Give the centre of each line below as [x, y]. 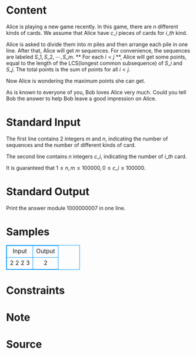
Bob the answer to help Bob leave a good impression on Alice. [82, 99]
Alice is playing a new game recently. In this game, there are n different [92, 27]
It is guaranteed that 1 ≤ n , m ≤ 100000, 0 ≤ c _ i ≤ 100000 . [76, 168]
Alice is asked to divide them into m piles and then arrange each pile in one [97, 44]
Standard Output [48, 192]
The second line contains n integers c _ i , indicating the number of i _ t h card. [97, 156]
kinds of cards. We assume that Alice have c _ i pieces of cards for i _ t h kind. [97, 32]
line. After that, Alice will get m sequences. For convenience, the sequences [98, 50]
